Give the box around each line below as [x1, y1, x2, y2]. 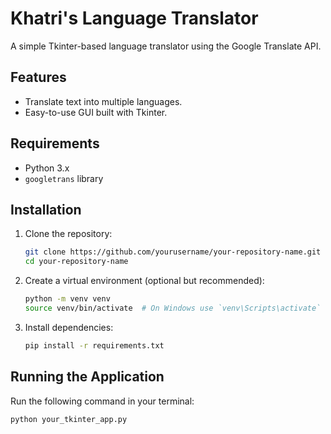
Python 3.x [24, 162, 70, 174]
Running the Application [10, 368, 165, 386]
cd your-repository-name [24, 257, 129, 267]
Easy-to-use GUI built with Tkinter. [24, 106, 168, 118]
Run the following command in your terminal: [10, 395, 195, 407]
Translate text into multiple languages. [24, 95, 183, 107]
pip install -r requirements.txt [24, 340, 165, 351]
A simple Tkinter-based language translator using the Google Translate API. [10, 40, 322, 52]
